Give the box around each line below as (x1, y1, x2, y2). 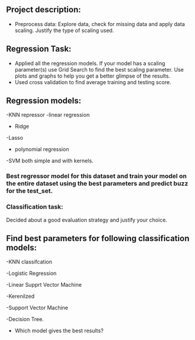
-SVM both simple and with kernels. (6, 157, 94, 165)
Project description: (6, 5, 81, 15)
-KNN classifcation (6, 258, 52, 265)
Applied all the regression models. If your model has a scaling (14, 59, 165, 67)
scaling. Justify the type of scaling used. (14, 27, 114, 34)
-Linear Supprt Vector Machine (6, 281, 82, 288)
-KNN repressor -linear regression (6, 111, 90, 118)
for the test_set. (6, 187, 53, 195)
